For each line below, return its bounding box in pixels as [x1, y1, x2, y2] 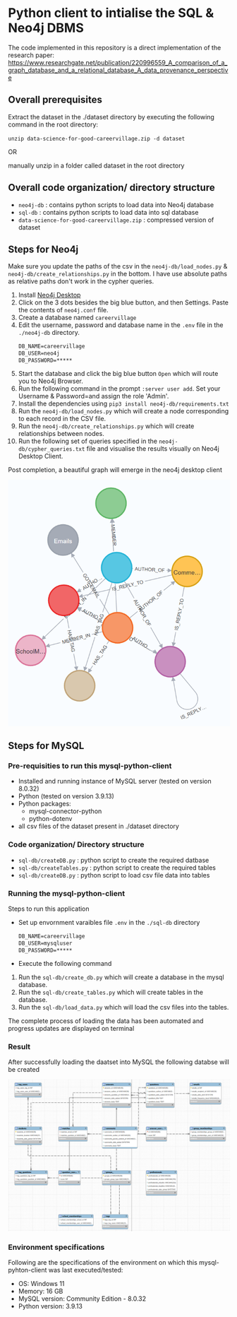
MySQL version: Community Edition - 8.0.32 [18, 1294, 147, 1303]
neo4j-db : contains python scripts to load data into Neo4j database [18, 200, 214, 209]
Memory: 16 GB [18, 1287, 63, 1296]
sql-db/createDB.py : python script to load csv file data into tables [18, 870, 210, 879]
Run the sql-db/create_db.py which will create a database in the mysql [18, 973, 224, 981]
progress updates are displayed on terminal [8, 1024, 135, 1032]
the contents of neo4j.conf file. [18, 306, 109, 314]
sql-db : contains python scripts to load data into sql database [18, 208, 199, 216]
